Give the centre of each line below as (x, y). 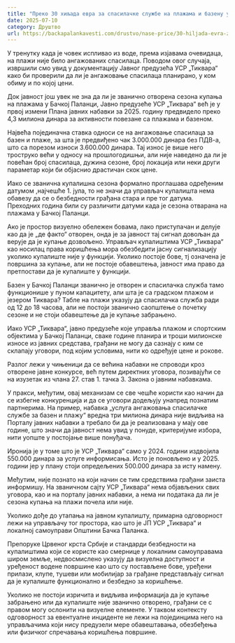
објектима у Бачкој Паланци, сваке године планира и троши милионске (115, 336)
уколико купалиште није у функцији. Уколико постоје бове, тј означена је (116, 257)
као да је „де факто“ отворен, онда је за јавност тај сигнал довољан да (113, 234)
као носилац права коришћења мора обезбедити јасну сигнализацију (112, 249)
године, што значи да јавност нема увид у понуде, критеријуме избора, (114, 430)
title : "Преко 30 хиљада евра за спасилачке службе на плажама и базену (115, 14)
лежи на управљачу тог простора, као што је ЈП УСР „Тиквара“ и (104, 523)
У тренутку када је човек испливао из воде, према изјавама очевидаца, (115, 53)
